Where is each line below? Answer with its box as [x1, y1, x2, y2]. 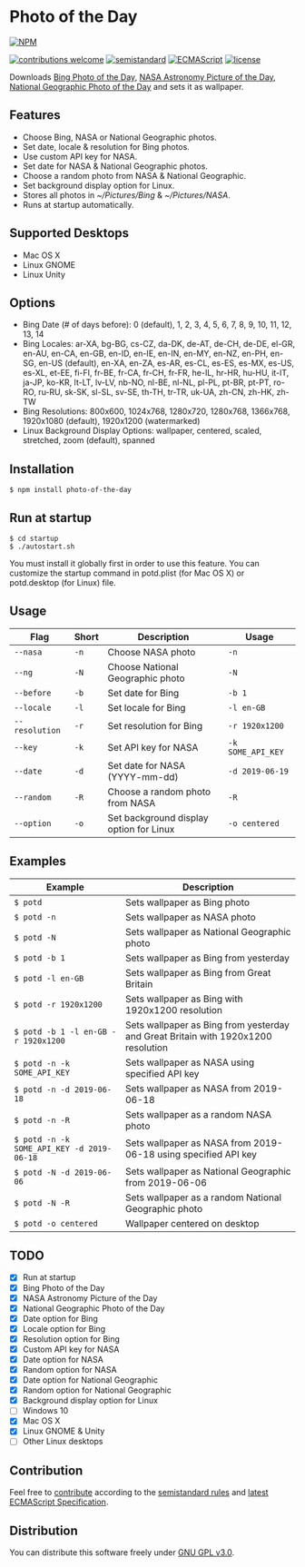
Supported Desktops [9, 225, 130, 241]
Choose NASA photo [107, 646, 196, 658]
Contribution [9, 1463, 84, 1478]
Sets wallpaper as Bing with [125, 992, 243, 1005]
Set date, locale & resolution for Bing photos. [22, 141, 191, 152]
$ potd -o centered [14, 1218, 98, 1228]
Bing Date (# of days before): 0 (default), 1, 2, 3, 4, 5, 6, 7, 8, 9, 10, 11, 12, [22, 320, 292, 330]
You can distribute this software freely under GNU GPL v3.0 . [9, 1547, 234, 1558]
